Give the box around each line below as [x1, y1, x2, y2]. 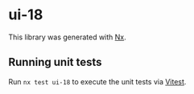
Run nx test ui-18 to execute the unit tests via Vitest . [8, 76, 187, 86]
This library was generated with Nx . [8, 32, 126, 42]
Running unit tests [8, 55, 102, 69]
